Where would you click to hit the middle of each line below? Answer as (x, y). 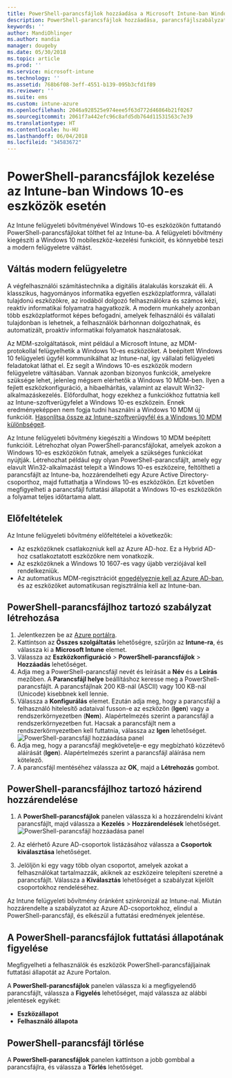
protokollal (22, 351)
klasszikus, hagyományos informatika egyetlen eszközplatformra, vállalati (112, 293)
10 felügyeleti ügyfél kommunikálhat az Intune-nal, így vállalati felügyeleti (111, 358)
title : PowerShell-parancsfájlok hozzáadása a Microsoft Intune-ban (108, 14)
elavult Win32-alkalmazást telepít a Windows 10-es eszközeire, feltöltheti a (114, 467)
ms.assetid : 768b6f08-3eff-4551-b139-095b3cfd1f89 (81, 85)
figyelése (28, 948)
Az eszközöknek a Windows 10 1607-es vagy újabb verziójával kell (112, 563)
